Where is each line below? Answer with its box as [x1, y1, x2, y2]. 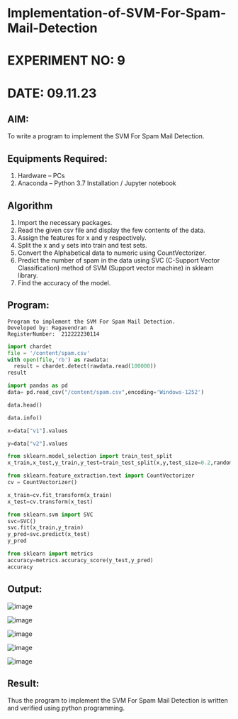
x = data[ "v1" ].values [7, 427, 69, 434]
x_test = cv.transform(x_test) [7, 498, 93, 505]
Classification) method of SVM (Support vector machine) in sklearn [17, 264, 214, 272]
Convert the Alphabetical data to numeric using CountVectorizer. [17, 248, 207, 257]
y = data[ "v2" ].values [7, 440, 69, 447]
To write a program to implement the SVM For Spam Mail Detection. [7, 132, 205, 141]
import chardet [7, 343, 52, 350]
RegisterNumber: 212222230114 [7, 330, 100, 338]
